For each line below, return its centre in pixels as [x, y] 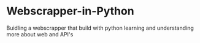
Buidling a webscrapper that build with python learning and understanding [100, 28]
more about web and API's [40, 34]
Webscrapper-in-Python [70, 11]
